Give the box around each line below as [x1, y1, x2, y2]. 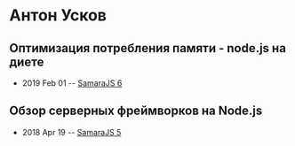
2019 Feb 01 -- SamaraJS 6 [21, 78, 123, 88]
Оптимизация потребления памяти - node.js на [9, 41, 287, 56]
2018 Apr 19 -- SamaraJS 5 [21, 127, 122, 137]
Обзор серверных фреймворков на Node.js [9, 104, 263, 119]
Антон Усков [9, 5, 107, 26]
